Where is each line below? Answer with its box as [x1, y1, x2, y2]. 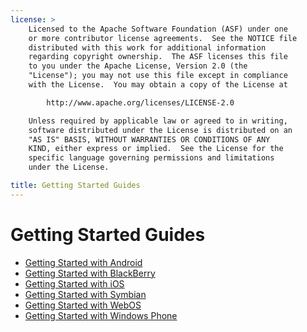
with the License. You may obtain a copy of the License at [28, 80, 288, 90]
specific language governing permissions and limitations [28, 153, 275, 163]
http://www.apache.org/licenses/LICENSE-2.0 [46, 97, 235, 108]
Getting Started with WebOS [24, 299, 142, 311]
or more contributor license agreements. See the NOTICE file [28, 33, 298, 43]
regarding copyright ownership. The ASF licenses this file [28, 52, 288, 62]
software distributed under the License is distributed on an [28, 125, 293, 135]
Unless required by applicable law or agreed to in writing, [28, 116, 288, 126]
